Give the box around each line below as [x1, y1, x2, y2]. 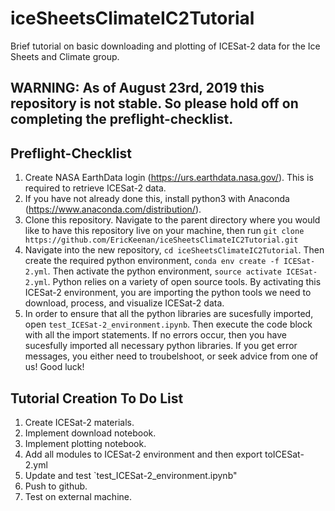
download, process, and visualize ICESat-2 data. [24, 297, 225, 309]
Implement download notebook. [24, 427, 157, 439]
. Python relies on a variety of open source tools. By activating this [47, 276, 322, 288]
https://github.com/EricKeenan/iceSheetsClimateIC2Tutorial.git [24, 235, 299, 246]
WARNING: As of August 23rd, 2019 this [10, 80, 265, 97]
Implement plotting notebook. [24, 437, 147, 449]
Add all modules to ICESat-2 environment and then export [24, 448, 263, 460]
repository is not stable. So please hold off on [10, 95, 299, 112]
